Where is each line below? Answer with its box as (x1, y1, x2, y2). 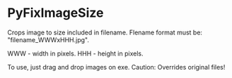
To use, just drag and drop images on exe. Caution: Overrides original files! (7, 63, 226, 71)
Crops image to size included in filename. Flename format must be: (7, 28, 203, 37)
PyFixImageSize (7, 5, 104, 21)
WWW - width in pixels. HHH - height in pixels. (7, 49, 144, 58)
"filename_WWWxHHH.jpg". (7, 35, 90, 44)
